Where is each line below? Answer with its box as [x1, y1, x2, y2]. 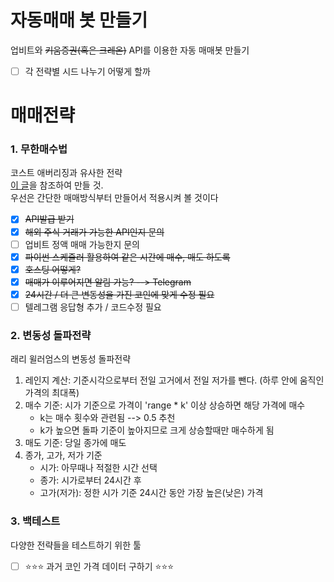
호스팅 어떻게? [24, 263, 82, 275]
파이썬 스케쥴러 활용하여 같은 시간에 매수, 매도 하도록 [24, 251, 231, 263]
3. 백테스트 [10, 514, 61, 528]
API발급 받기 [24, 213, 75, 225]
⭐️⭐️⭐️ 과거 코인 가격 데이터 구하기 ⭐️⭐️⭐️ [24, 560, 175, 572]
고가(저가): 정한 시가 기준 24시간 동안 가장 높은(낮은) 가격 [39, 487, 264, 499]
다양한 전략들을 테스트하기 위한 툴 [10, 539, 142, 551]
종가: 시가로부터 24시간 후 [39, 474, 142, 486]
